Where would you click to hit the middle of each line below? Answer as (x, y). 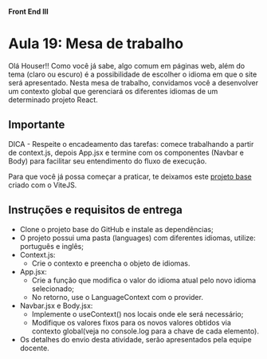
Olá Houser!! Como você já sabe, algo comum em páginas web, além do (127, 65)
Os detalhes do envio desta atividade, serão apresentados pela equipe (136, 339)
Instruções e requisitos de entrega (96, 210)
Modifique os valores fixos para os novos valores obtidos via (131, 322)
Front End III (29, 12)
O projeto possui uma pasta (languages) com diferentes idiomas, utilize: (138, 238)
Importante (37, 125)
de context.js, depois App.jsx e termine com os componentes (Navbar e (126, 152)
